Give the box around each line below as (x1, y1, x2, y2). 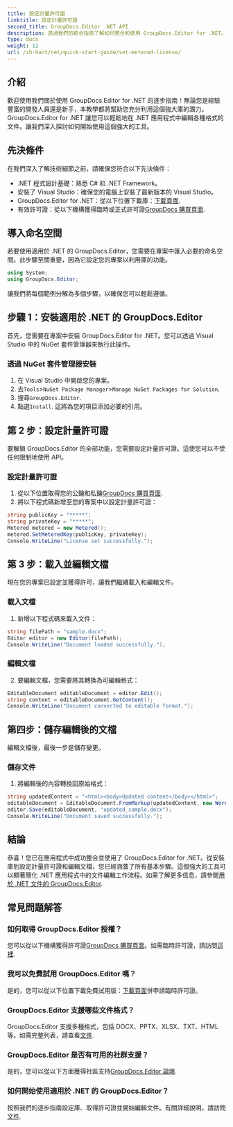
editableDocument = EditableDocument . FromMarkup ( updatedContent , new (7, 800, 213, 807)
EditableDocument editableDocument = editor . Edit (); (7, 690, 163, 696)
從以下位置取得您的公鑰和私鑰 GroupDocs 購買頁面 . (17, 489, 163, 497)
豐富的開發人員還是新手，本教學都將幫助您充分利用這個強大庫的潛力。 (7, 105, 208, 113)
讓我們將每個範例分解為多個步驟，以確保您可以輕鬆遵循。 (7, 290, 171, 298)
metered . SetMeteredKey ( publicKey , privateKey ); (7, 531, 148, 538)
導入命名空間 (7, 227, 62, 239)
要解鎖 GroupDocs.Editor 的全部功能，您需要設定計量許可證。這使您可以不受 (7, 444, 226, 452)
